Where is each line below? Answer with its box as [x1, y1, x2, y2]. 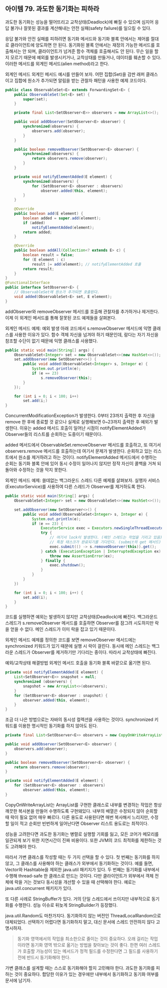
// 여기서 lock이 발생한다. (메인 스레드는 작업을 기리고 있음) [49, 535, 163, 540]
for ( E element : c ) [23, 257, 66, 262]
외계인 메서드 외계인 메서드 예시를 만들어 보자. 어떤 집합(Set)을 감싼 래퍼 [5, 71, 145, 77]
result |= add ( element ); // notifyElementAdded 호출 [31, 262, 142, 267]
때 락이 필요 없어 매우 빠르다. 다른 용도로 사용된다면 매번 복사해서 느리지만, [5, 814, 150, 820]
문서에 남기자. [5, 977, 32, 983]
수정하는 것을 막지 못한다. [18, 467, 68, 473]
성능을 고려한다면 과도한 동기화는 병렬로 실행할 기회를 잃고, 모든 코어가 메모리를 [5, 831, 159, 837]
